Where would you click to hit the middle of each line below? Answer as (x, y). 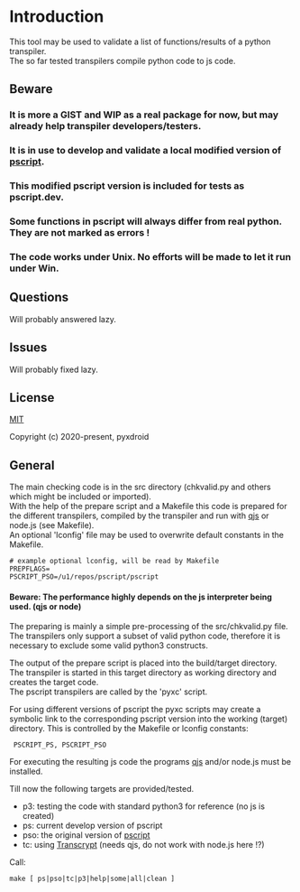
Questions (39, 297)
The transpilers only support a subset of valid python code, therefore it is (145, 636)
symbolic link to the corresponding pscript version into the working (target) (149, 719)
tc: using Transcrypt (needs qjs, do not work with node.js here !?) (143, 845)
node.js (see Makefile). (52, 525)
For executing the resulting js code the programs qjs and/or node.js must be (150, 762)
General (32, 465)
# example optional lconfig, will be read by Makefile (114, 562)
